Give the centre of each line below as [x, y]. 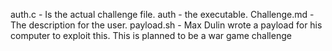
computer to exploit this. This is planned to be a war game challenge [151, 35]
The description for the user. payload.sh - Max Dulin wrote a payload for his [166, 25]
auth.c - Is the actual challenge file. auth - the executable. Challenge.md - [162, 14]
